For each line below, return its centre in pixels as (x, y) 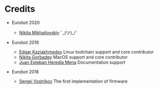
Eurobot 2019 (25, 42)
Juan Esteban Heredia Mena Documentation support (72, 62)
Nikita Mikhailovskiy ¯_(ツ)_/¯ (48, 32)
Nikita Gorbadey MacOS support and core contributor (73, 57)
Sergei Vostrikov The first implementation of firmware (73, 81)
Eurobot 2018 (25, 71)
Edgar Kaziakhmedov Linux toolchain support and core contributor (86, 52)
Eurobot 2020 (26, 22)
